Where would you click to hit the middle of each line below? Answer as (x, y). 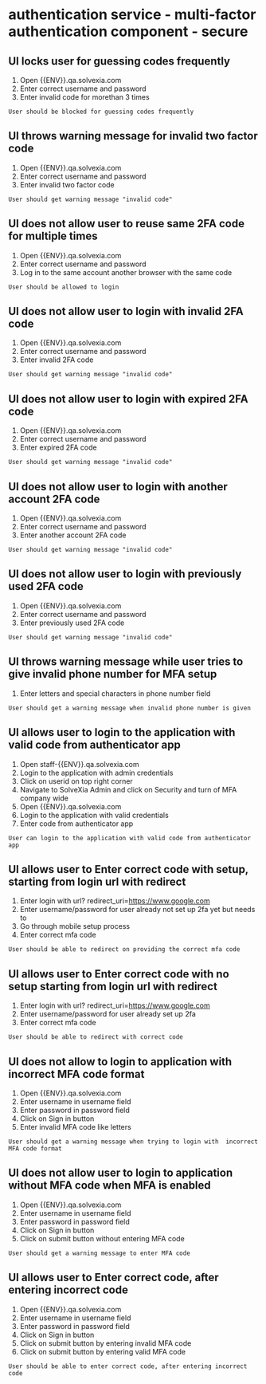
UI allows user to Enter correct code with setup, (128, 869)
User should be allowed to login (64, 287)
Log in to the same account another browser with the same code (126, 272)
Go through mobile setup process (74, 926)
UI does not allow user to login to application (121, 1173)
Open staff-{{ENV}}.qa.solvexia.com (79, 764)
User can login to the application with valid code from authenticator (129, 838)
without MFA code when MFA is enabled (110, 1185)
